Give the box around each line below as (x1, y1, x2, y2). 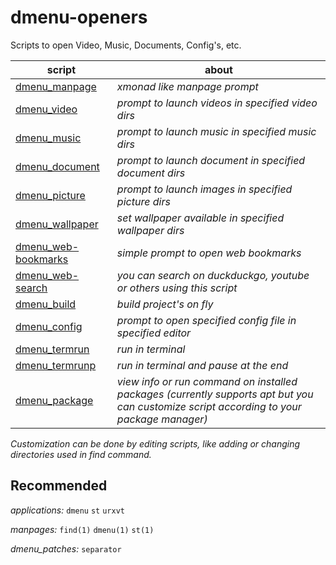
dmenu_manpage (15, 79, 97, 93)
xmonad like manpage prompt (116, 79, 259, 93)
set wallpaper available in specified (116, 211, 285, 225)
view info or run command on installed (116, 374, 298, 388)
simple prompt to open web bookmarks (116, 246, 302, 260)
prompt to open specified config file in (116, 313, 297, 327)
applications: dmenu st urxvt (10, 504, 125, 516)
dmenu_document (15, 159, 100, 173)
